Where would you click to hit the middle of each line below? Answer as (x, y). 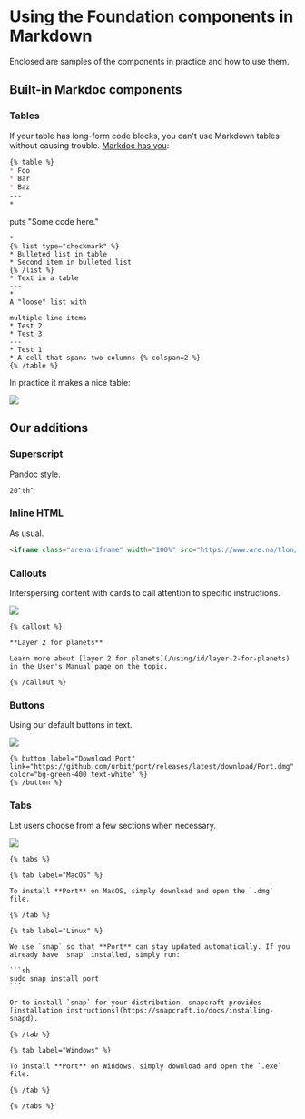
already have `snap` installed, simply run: (95, 954)
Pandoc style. (35, 474)
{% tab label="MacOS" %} (56, 875)
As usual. (27, 533)
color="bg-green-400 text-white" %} (79, 775)
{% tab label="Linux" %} (56, 931)
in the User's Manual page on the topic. (89, 667)
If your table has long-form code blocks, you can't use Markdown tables (144, 136)
